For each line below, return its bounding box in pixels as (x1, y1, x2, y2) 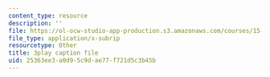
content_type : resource (8, 11, 88, 20)
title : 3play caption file (8, 49, 99, 57)
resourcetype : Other (8, 42, 78, 50)
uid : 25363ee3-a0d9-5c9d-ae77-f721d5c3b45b (8, 57, 157, 65)
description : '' (8, 19, 63, 27)
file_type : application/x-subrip (8, 34, 121, 43)
